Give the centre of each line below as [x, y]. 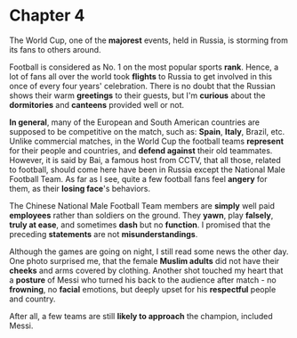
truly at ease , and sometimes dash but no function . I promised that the [140, 225]
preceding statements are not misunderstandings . [104, 234]
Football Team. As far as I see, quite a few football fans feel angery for [138, 178]
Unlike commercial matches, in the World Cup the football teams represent [147, 141]
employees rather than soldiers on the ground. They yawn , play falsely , [141, 215]
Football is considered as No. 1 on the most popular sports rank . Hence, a [144, 67]
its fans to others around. [55, 49]
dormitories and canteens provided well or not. [97, 104]
